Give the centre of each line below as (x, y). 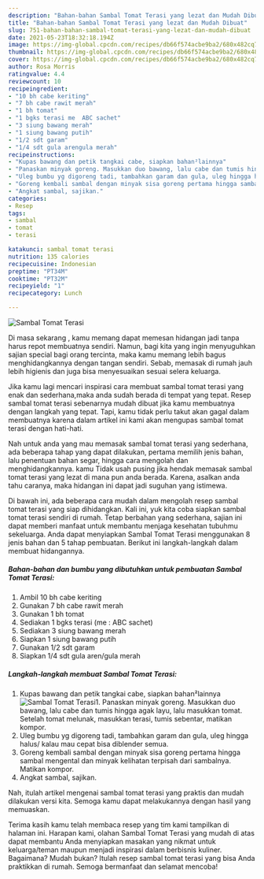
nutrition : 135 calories (49, 257)
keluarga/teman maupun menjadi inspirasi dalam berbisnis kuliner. (115, 849)
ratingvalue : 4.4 (37, 74)
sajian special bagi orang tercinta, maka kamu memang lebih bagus (117, 354)
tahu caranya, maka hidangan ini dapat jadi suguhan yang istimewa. (118, 486)
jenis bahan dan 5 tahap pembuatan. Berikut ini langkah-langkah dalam (123, 543)
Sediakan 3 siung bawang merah (73, 630)
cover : (19, 60)
